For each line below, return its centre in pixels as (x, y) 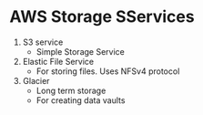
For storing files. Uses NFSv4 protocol (108, 71)
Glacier (36, 80)
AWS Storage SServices (102, 17)
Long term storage (71, 90)
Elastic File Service (58, 61)
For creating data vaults (81, 100)
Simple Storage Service (80, 51)
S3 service (43, 42)
